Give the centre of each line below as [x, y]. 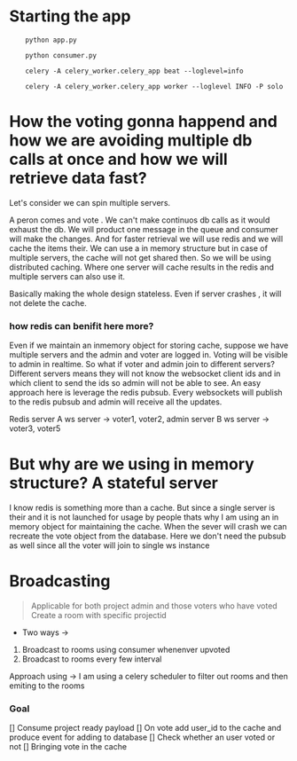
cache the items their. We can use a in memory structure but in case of [139, 248]
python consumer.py [61, 55]
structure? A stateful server [114, 483]
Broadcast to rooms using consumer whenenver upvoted [126, 650]
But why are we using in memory [132, 464]
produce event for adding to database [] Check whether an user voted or [142, 737]
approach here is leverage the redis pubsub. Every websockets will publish [146, 393]
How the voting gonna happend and [143, 122]
